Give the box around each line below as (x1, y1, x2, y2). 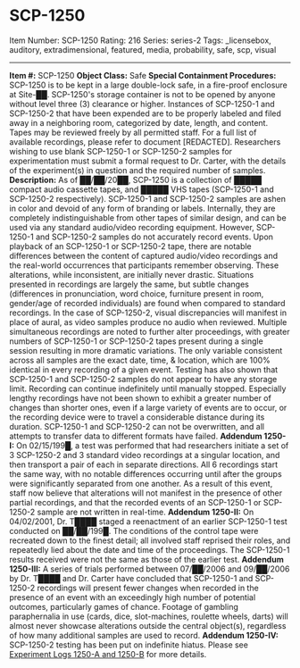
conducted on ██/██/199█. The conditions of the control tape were (9, 525, 259, 536)
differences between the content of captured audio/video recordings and (9, 250, 279, 261)
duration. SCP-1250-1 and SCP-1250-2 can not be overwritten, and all (9, 421, 265, 431)
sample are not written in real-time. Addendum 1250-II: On (37, 506, 254, 517)
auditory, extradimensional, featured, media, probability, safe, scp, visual (9, 44, 277, 54)
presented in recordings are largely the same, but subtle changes (9, 279, 250, 289)
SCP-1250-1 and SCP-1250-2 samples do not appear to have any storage (9, 373, 278, 384)
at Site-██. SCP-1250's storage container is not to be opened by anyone (9, 88, 276, 99)
